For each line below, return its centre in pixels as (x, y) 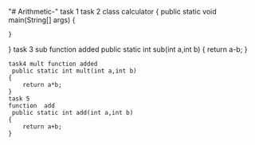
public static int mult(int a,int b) (74, 71)
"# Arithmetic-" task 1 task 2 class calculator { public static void (112, 12)
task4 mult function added (53, 64)
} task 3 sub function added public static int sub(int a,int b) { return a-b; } (128, 49)
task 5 (19, 99)
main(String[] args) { (42, 20)
